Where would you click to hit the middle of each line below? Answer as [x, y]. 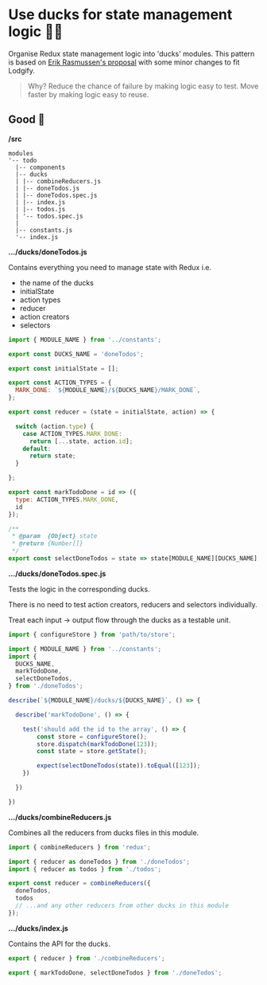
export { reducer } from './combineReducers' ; [87, 958]
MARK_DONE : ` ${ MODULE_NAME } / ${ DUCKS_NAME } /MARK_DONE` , [108, 390]
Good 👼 [27, 120]
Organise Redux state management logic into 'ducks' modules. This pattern [132, 53]
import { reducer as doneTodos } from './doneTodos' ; [99, 861]
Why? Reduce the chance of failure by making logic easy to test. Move [143, 86]
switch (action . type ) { [54, 426]
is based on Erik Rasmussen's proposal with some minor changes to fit [124, 62]
